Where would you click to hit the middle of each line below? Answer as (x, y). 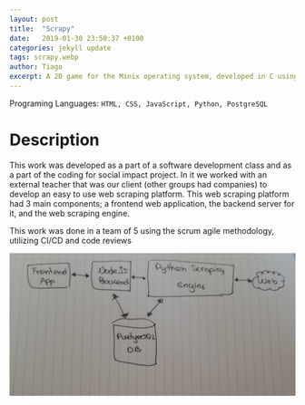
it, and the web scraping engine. (69, 213)
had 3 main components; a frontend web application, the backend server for (152, 203)
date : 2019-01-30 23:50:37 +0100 (77, 38)
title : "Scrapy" (42, 29)
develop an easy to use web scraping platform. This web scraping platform (149, 194)
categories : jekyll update (60, 48)
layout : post (34, 19)
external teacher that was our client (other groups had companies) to (138, 184)
